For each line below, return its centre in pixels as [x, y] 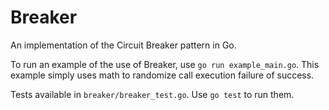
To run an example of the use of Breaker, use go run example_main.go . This [165, 64]
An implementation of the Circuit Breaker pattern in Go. [123, 45]
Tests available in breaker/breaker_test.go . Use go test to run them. [152, 94]
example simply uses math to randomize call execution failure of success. [162, 75]
